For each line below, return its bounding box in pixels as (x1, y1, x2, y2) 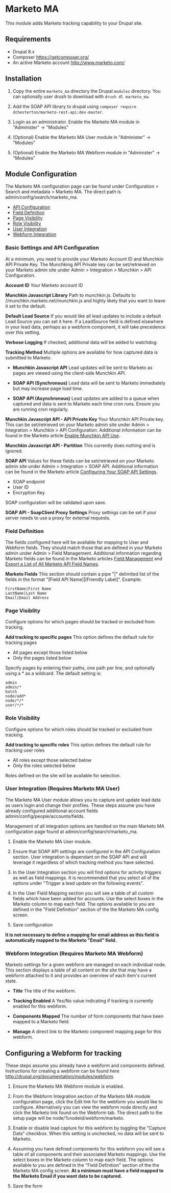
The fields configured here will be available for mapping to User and (5, 539, 149, 545)
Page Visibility (12, 215, 43, 221)
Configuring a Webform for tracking (5, 1049, 122, 1058)
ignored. (5, 448, 23, 454)
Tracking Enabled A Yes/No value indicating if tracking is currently (12, 998, 154, 1004)
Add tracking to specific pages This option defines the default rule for (5, 634, 154, 640)
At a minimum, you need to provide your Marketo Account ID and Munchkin (5, 256, 164, 262)
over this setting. (5, 329, 41, 335)
